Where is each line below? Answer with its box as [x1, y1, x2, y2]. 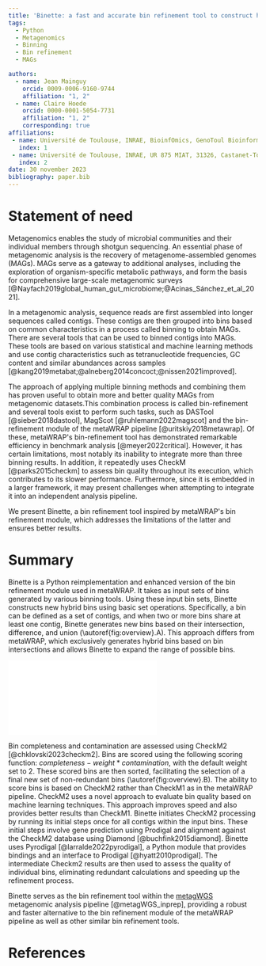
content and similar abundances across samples [8, 358, 166, 367]
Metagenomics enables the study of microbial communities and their [8, 233, 232, 242]
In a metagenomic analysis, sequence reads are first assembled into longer [8, 307, 253, 317]
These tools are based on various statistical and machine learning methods [8, 341, 253, 351]
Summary [8, 551, 74, 569]
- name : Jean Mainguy [15, 77, 87, 86]
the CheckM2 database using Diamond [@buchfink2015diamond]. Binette [8, 833, 249, 843]
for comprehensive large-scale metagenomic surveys [8, 275, 184, 285]
